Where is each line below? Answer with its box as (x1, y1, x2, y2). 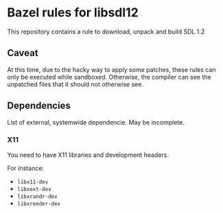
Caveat (7, 47, 39, 59)
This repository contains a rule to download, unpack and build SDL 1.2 (7, 27, 205, 36)
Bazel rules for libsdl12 (7, 5, 139, 21)
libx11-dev (16, 178, 49, 186)
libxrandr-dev (16, 193, 58, 200)
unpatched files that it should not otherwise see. (7, 80, 144, 88)
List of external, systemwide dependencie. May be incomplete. (7, 118, 185, 126)
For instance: (7, 164, 45, 172)
